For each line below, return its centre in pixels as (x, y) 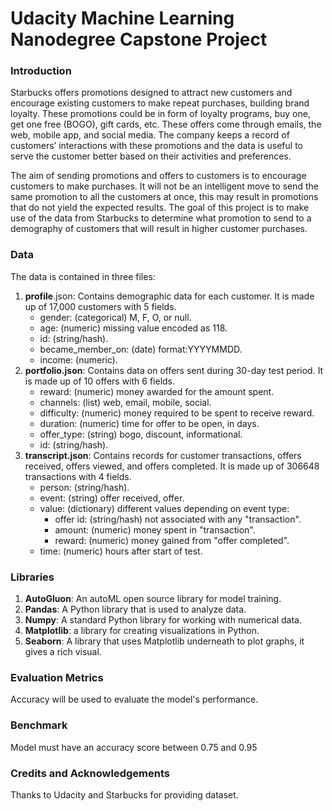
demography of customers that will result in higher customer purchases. (159, 229)
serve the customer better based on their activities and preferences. (151, 156)
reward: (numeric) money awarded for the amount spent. (157, 391)
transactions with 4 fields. (78, 476)
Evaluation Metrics (57, 677)
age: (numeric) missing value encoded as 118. (133, 328)
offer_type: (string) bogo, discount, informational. (141, 434)
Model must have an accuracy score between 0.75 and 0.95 (134, 747)
